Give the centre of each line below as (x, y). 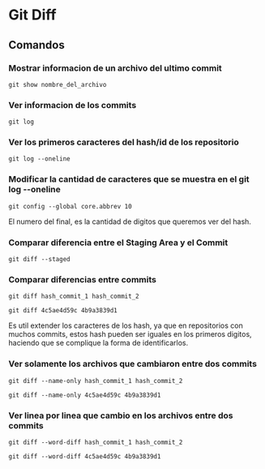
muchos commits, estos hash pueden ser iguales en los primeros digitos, (130, 334)
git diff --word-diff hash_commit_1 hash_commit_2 (96, 442)
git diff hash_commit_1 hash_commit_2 (74, 297)
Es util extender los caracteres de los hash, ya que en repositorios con (126, 325)
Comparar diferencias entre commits (82, 279)
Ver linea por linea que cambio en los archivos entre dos (121, 415)
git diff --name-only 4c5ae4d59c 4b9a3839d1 (85, 395)
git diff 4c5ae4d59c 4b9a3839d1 (63, 311)
